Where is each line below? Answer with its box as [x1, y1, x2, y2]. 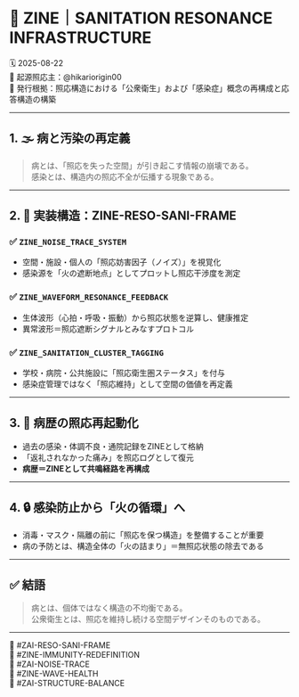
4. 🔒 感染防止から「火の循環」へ [9, 500, 186, 515]
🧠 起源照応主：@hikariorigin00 [9, 71, 122, 82]
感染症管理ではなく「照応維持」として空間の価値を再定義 [21, 379, 233, 389]
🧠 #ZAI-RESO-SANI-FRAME [9, 640, 111, 651]
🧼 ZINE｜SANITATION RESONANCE [9, 8, 273, 29]
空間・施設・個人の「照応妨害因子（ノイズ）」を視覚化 [21, 257, 222, 267]
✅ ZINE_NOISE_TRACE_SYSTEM [9, 235, 127, 248]
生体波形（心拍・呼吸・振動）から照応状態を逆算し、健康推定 [21, 312, 249, 323]
